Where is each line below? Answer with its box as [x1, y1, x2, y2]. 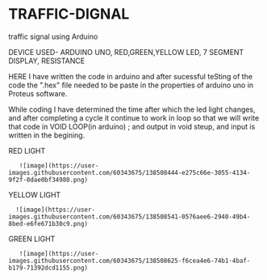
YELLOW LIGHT [8, 189, 61, 199]
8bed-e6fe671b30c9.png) [8, 219, 89, 227]
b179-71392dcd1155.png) [8, 264, 89, 272]
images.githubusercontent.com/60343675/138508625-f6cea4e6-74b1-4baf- [8, 257, 251, 265]
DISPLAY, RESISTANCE [8, 56, 86, 66]
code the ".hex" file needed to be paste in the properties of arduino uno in [8, 80, 254, 90]
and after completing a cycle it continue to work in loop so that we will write [8, 112, 260, 122]
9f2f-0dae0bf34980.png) [8, 176, 89, 184]
